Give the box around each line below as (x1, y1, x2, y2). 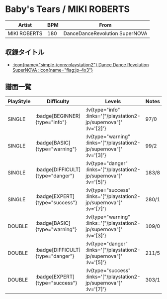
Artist (18, 21, 32, 28)
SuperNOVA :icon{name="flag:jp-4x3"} (12, 67, 93, 73)
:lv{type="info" (85, 106, 120, 113)
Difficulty (47, 98, 70, 105)
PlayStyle (7, 98, 31, 105)
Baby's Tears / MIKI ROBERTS (5, 3, 130, 15)
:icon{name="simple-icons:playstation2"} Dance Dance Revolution (12, 61, 149, 68)
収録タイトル (5, 48, 45, 57)
